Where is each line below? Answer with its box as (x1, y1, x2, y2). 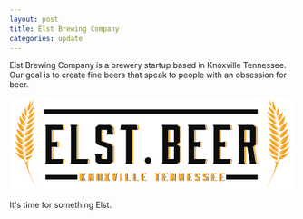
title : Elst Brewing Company (9, 24, 120, 34)
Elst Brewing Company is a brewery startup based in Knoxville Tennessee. (9, 60, 287, 71)
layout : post (9, 15, 59, 24)
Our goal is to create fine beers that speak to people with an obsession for (9, 69, 288, 81)
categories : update (9, 34, 83, 43)
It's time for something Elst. (9, 199, 112, 210)
